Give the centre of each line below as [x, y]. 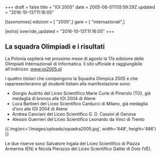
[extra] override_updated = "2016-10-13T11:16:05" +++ [60, 31]
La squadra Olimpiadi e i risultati [55, 47]
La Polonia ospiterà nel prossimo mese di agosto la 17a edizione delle [74, 58]
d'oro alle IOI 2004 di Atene [40, 109]
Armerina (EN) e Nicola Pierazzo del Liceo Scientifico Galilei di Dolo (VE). [79, 149]
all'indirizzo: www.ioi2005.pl [33, 69]
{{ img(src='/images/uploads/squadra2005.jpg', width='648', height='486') [80, 129]
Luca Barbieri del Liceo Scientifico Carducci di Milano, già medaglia [80, 104]
